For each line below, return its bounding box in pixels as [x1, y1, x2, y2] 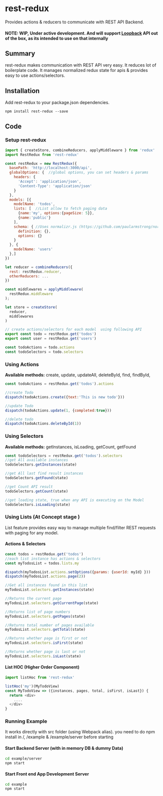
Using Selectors [5, 433, 44, 440]
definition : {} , [17, 229, 51, 234]
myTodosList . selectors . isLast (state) [5, 654, 81, 658]
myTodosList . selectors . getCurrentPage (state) [5, 601, 98, 606]
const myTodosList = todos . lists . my [5, 561, 79, 566]
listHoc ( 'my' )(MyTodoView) [5, 684, 60, 689]
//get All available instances [5, 458, 68, 463]
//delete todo [5, 416, 34, 422]
